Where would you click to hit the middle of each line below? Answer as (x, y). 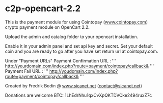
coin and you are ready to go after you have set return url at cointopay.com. (81, 51)
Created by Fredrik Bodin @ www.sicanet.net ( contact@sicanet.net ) (74, 85)
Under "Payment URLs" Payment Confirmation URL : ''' (61, 61)
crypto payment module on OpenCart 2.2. (47, 27)
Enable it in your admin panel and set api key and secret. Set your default (79, 46)
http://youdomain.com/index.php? (83, 71)
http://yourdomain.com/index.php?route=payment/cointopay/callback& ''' (80, 66)
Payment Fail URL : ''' (27, 71)
